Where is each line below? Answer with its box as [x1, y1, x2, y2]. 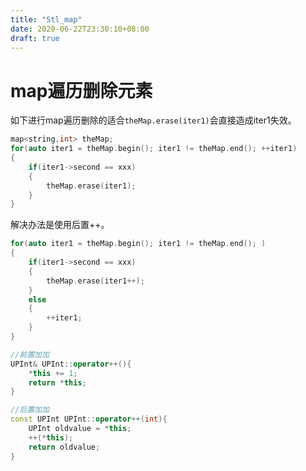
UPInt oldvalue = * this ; [28, 424, 132, 434]
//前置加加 [10, 349, 50, 360]
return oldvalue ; [28, 442, 101, 452]
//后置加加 [10, 405, 50, 415]
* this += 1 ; [28, 368, 78, 378]
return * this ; [28, 377, 87, 388]
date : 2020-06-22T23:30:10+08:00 [10, 24, 150, 34]
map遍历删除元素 [10, 79, 153, 102]
